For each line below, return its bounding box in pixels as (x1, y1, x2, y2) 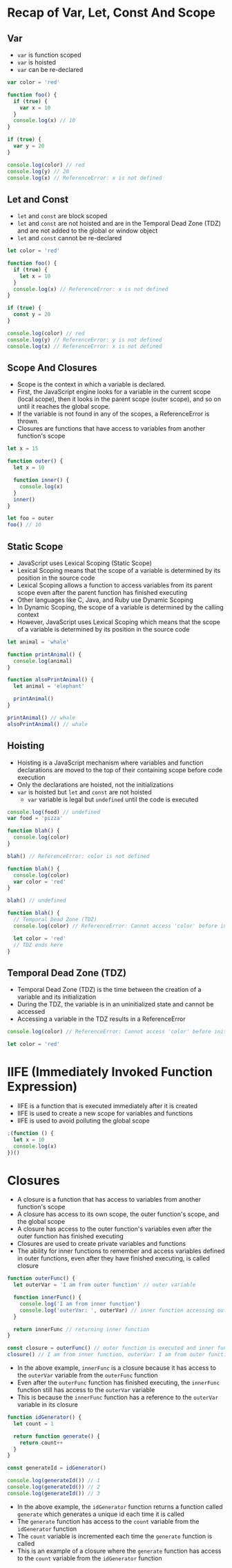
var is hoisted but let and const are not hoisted (17, 787, 152, 796)
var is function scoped (17, 51, 81, 59)
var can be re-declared (17, 66, 84, 73)
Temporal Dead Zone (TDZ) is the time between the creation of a (17, 986, 202, 994)
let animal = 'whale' (7, 639, 70, 645)
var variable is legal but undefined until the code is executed (27, 795, 199, 803)
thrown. (17, 417, 39, 425)
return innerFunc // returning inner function (13, 1326, 150, 1333)
